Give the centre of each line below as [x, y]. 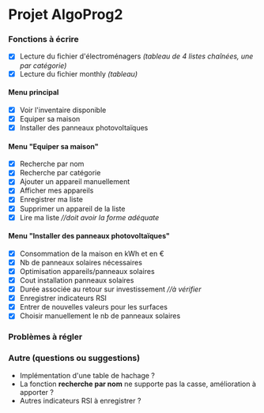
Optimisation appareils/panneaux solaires [87, 271]
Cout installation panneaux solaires [77, 280]
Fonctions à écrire [43, 39]
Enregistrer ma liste [51, 200]
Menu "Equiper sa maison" [53, 146]
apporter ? [36, 392]
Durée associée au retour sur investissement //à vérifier [110, 289]
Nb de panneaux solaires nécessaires [81, 262]
